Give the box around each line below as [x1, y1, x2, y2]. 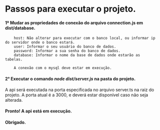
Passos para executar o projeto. [5, 3, 136, 15]
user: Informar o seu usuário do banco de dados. [14, 44, 117, 49]
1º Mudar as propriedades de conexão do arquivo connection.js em [5, 19, 143, 25]
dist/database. [5, 25, 36, 31]
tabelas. [5, 57, 23, 62]
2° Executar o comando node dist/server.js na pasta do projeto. [5, 75, 136, 81]
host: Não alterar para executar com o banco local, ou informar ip [14, 36, 156, 41]
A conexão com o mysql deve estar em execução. [14, 66, 112, 71]
